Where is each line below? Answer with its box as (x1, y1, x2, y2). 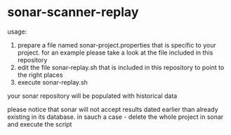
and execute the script (7, 120, 72, 128)
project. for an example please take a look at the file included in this (17, 48, 213, 57)
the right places (17, 71, 63, 79)
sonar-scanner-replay (7, 4, 139, 20)
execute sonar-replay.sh (17, 78, 88, 86)
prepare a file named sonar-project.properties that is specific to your (17, 41, 216, 49)
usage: (7, 27, 27, 36)
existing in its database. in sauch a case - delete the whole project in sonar (7, 113, 224, 121)
